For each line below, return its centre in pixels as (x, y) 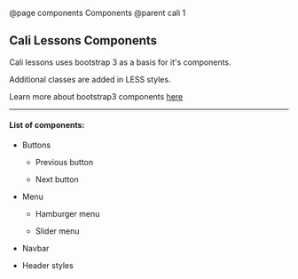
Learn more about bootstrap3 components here (96, 96)
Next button (57, 179)
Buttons (36, 145)
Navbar (35, 249)
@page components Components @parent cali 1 (98, 13)
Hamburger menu (67, 214)
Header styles (47, 266)
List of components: (47, 125)
